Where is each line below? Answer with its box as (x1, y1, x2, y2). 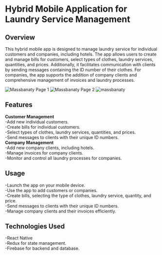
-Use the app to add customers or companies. (5, 187, 98, 193)
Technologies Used (5, 222, 65, 231)
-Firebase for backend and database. (5, 245, 80, 252)
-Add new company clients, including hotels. (5, 145, 94, 151)
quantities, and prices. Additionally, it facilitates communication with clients (5, 62, 156, 67)
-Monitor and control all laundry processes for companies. (5, 155, 122, 161)
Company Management (5, 139, 54, 145)
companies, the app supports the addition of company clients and (5, 72, 137, 78)
